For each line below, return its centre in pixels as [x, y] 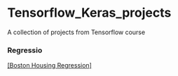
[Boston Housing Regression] [50, 66]
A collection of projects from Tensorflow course [76, 32]
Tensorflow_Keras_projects [89, 13]
